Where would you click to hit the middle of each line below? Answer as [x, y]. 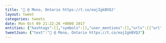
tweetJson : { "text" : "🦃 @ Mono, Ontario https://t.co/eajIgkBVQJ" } [75, 33]
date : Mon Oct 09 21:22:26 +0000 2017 [45, 23]
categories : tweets [25, 19]
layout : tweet [20, 14]
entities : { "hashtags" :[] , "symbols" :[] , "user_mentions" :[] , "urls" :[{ [78, 28]
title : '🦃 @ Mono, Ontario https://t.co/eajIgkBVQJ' [61, 10]
